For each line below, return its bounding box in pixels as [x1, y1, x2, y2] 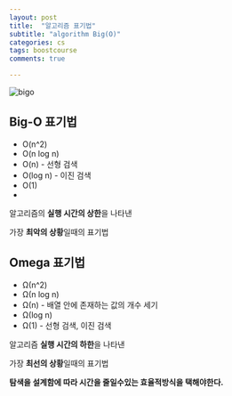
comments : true [9, 54, 66, 63]
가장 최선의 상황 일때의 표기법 [9, 358, 109, 368]
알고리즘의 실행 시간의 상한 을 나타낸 [9, 207, 132, 218]
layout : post [9, 12, 58, 22]
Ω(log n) [21, 309, 53, 320]
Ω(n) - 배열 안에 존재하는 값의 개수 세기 [21, 299, 158, 310]
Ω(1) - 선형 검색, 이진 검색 [21, 319, 112, 330]
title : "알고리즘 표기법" [9, 21, 96, 30]
